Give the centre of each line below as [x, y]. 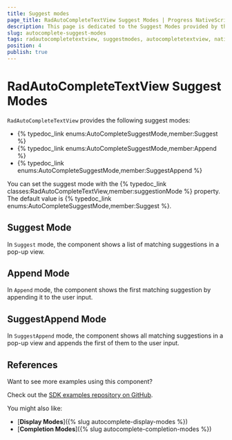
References [32, 365]
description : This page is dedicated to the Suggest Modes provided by [112, 26]
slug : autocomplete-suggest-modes [57, 33]
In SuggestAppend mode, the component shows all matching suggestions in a [115, 336]
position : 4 [24, 46]
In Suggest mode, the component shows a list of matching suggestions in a [113, 244]
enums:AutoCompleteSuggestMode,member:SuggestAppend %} [109, 170]
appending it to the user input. [50, 297]
